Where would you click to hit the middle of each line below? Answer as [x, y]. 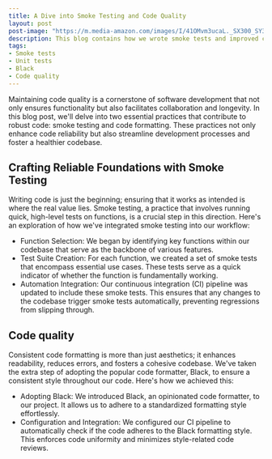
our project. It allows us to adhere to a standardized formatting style [133, 405]
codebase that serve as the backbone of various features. [117, 250]
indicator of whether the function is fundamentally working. [119, 275]
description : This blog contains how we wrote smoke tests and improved [134, 38]
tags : [17, 46]
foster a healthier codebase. [55, 142]
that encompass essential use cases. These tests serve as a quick [130, 267]
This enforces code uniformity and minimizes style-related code [127, 440]
